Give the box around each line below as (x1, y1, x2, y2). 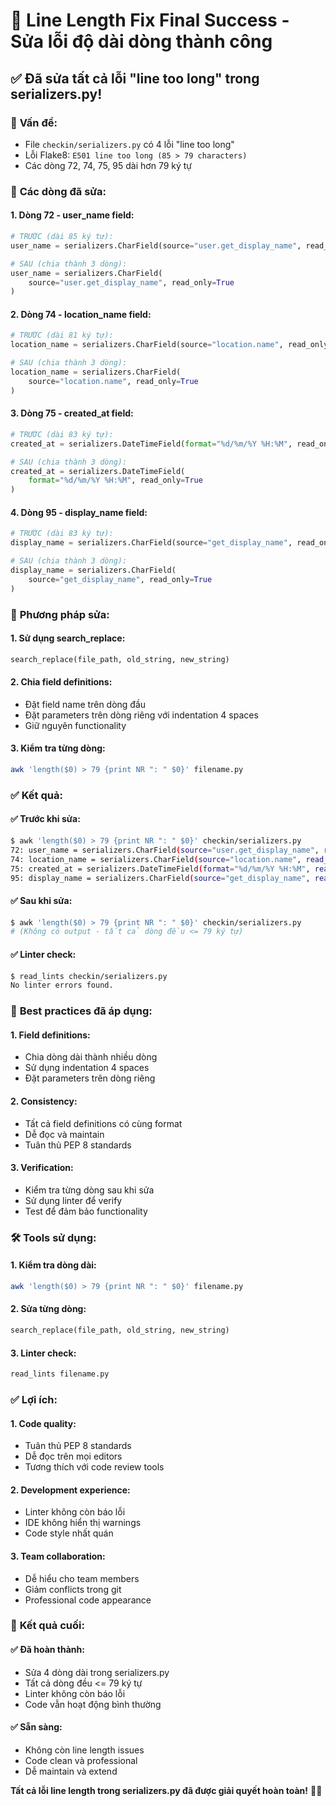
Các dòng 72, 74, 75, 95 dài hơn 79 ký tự (24, 159, 193, 171)
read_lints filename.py (10, 1369, 110, 1379)
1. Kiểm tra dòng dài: (10, 1259, 97, 1271)
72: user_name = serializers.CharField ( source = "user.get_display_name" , (10, 845, 320, 855)
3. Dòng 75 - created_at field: (10, 407, 134, 419)
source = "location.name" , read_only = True (28, 376, 199, 386)
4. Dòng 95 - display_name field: (10, 506, 148, 518)
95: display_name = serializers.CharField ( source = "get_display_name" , (10, 873, 311, 883)
